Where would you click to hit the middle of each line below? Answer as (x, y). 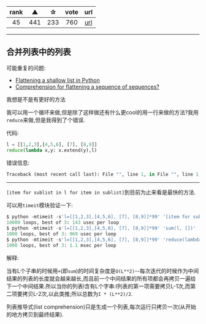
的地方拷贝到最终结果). (35, 314)
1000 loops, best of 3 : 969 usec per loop (61, 234)
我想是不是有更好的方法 (36, 99)
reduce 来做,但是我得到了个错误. (46, 120)
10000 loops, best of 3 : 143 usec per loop (63, 223)
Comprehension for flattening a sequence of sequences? (87, 87)
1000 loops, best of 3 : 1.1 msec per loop (61, 245)
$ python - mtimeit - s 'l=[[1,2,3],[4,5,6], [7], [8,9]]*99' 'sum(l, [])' (101, 229)
